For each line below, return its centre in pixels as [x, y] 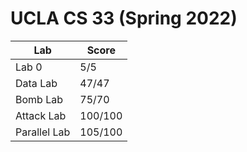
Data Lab [36, 83]
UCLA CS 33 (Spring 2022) [124, 18]
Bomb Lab [39, 99]
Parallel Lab [43, 132]
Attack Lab [41, 115]
